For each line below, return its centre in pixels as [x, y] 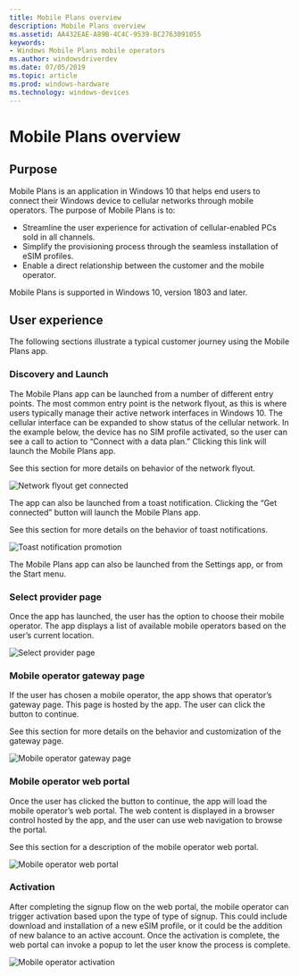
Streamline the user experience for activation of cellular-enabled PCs [149, 227]
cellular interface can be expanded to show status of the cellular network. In [149, 422]
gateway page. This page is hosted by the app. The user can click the [137, 705]
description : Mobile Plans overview [77, 26]
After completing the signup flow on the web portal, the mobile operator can [149, 906]
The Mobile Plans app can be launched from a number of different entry [141, 393]
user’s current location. [52, 635]
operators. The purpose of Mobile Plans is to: [92, 210]
